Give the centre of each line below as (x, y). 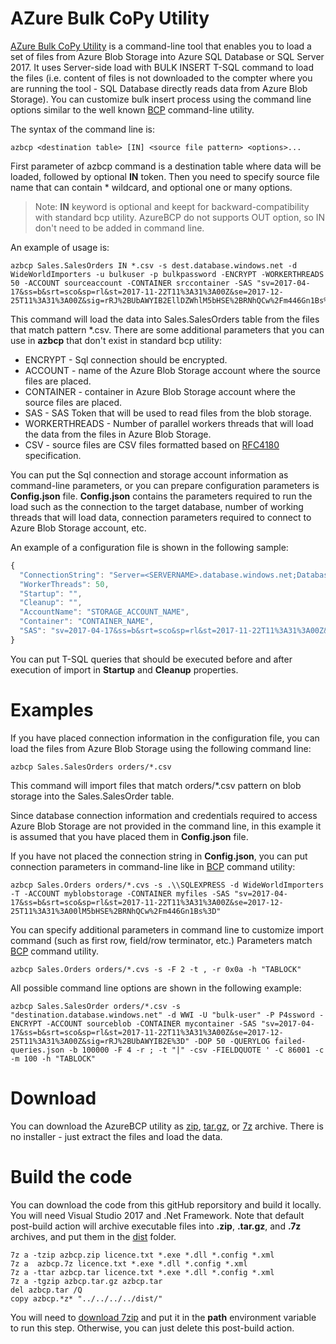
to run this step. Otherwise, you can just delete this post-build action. (152, 1328)
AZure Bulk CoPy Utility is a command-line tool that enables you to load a (161, 46)
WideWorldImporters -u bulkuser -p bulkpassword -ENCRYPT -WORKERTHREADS (167, 274)
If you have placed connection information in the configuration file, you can (165, 738)
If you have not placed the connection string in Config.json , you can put (159, 856)
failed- (290, 1041)
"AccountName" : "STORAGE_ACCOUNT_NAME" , (104, 612)
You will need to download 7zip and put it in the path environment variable (163, 1317)
